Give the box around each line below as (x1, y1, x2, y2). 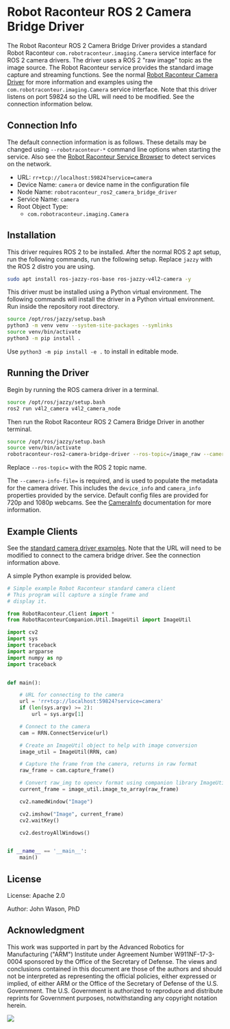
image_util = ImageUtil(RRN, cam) (19, 748, 118, 755)
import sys (7, 636, 38, 643)
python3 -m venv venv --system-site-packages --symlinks (7, 322, 173, 329)
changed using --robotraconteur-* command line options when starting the (7, 145, 221, 153)
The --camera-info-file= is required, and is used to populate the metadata (7, 476, 218, 485)
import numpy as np (7, 654, 63, 661)
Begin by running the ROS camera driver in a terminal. (7, 385, 159, 393)
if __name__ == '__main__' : (7, 848, 88, 855)
